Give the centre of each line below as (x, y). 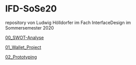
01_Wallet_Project (23, 47)
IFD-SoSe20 (31, 9)
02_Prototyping (21, 57)
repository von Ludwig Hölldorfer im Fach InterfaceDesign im (68, 22)
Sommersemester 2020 (29, 27)
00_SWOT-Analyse (24, 37)
